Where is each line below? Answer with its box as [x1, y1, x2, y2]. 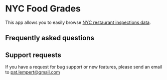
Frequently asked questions [5, 34, 94, 42]
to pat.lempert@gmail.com [5, 69, 60, 75]
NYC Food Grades [5, 3, 81, 14]
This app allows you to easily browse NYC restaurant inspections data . [5, 19, 151, 25]
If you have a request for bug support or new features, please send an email [5, 64, 162, 70]
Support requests [5, 51, 62, 59]
